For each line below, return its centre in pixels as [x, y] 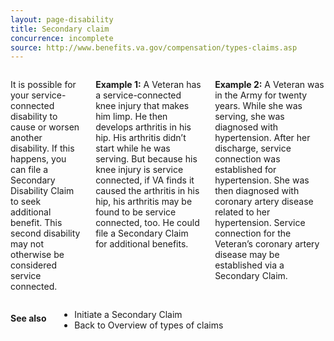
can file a [29, 170]
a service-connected [138, 95]
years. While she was [258, 106]
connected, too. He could [147, 223]
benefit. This [36, 223]
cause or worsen [45, 127]
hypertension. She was [262, 180]
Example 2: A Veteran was [269, 85]
